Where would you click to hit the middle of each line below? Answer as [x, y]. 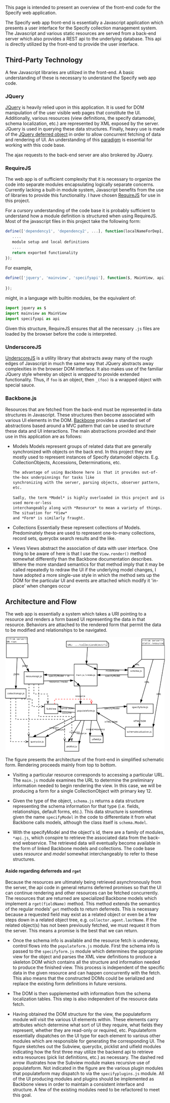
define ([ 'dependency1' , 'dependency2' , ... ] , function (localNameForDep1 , [85, 231]
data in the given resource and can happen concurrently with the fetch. [87, 973]
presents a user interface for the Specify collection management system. [81, 28]
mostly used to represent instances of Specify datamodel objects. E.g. [86, 457]
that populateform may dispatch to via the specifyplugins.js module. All [88, 1074]
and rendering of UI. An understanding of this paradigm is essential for [79, 140]
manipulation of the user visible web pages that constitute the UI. [73, 113]
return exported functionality [45, 253]
